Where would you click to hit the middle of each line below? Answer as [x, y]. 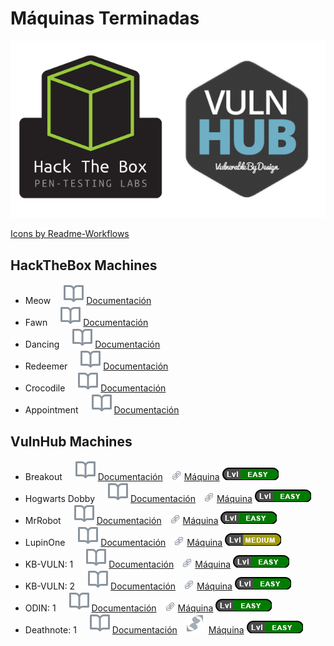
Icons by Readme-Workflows [70, 234]
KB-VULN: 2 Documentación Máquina [128, 586]
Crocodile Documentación [95, 388]
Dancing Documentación [92, 344]
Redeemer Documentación [96, 366]
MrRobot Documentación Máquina [121, 521]
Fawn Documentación [86, 323]
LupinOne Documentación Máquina [123, 543]
